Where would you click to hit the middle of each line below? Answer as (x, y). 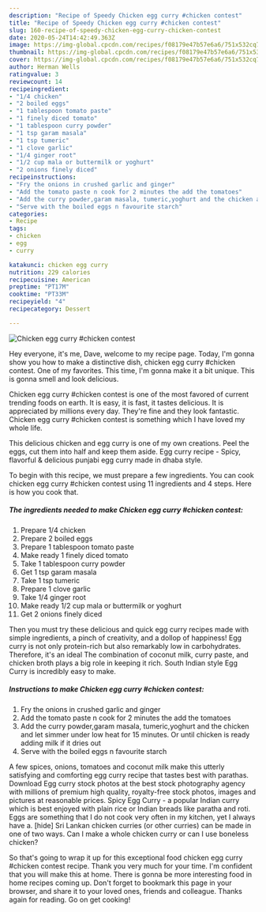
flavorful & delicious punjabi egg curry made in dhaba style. (106, 460)
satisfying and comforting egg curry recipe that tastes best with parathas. (129, 774)
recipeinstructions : (43, 177)
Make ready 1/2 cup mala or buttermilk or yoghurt (101, 605)
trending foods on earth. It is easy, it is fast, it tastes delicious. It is (116, 402)
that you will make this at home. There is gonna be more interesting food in (131, 874)
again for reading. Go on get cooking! (70, 899)
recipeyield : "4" (37, 302)
